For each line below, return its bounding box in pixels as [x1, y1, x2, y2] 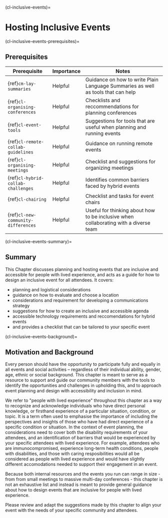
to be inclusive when [85, 213, 134, 220]
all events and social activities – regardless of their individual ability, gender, [5, 366, 161, 372]
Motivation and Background [5, 348, 93, 356]
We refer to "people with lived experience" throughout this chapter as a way [5, 397, 162, 403]
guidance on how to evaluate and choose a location [12, 292, 119, 298]
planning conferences [85, 109, 137, 116]
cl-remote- [18, 139, 44, 145]
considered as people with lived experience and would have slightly [5, 456, 145, 462]
